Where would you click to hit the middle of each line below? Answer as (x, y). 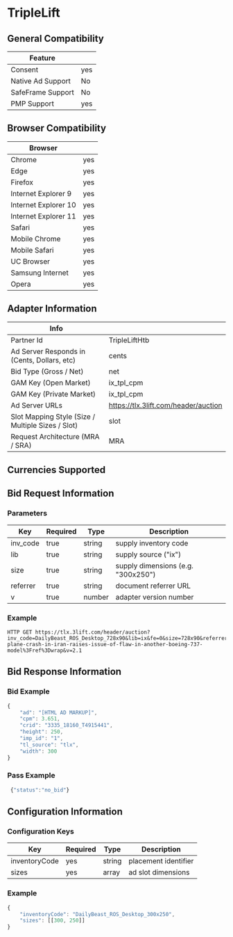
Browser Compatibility (57, 128)
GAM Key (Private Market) (53, 394)
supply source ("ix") (148, 554)
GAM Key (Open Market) (51, 383)
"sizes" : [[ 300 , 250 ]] (52, 921)
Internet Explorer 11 (43, 216)
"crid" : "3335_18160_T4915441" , (66, 726)
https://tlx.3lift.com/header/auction (165, 405)
